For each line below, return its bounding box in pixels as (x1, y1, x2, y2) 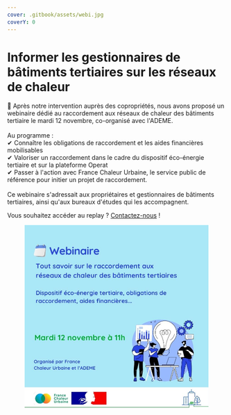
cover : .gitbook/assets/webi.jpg (7, 11, 104, 18)
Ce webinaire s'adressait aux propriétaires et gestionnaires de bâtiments (7, 190, 215, 199)
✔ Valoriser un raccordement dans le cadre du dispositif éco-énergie (7, 154, 205, 162)
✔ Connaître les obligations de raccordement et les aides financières (7, 139, 204, 147)
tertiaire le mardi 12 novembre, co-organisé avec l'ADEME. (7, 117, 173, 125)
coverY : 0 (7, 18, 36, 26)
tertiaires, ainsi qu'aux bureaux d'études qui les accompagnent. (7, 198, 189, 206)
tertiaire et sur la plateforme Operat (7, 161, 108, 170)
